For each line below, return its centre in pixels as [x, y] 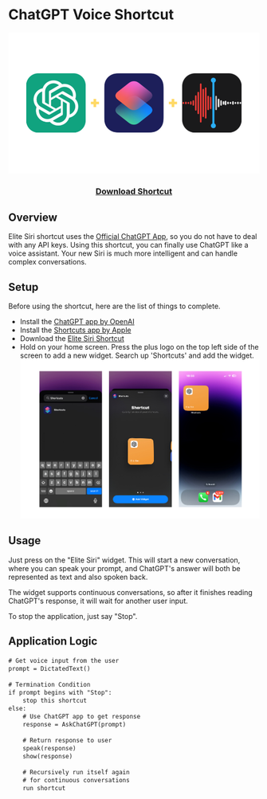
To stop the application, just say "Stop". [73, 616]
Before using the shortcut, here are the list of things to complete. [114, 306]
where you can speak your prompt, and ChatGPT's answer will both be [124, 568]
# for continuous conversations [76, 780]
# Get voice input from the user [64, 660]
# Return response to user [67, 740]
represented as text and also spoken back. [78, 577]
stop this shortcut [55, 700]
